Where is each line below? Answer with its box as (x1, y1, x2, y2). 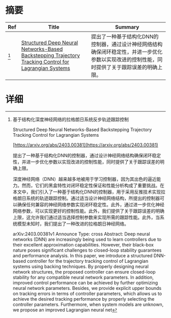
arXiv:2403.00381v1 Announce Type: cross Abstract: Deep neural (12, 231, 150, 237)
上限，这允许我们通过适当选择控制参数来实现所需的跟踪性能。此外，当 (12, 214, 160, 220)
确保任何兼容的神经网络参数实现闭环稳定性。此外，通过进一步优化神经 (17, 201, 164, 207)
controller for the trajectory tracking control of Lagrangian (27, 258, 149, 264)
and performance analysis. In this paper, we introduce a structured (12, 252, 153, 258)
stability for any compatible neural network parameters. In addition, (12, 274, 154, 280)
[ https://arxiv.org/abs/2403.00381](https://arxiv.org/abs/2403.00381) (12, 141, 159, 148)
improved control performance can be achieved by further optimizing (12, 279, 158, 286)
